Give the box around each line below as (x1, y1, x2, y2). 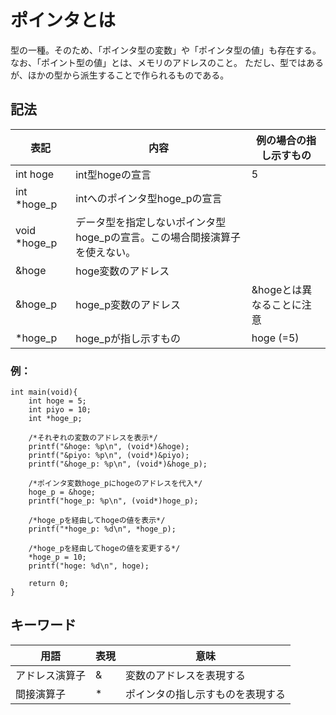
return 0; (28, 579, 70, 589)
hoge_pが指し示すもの (75, 331, 182, 345)
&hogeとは (251, 282, 303, 296)
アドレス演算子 (15, 668, 87, 682)
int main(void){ (10, 387, 78, 398)
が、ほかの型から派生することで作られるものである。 (10, 69, 230, 81)
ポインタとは (10, 9, 117, 32)
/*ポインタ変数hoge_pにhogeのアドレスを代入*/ (28, 479, 203, 489)
